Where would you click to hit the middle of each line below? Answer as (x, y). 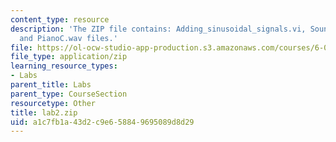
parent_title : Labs (51, 85)
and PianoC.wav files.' (68, 38)
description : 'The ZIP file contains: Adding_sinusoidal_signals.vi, (158, 29)
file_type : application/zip (69, 57)
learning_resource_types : (64, 66)
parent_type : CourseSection (69, 94)
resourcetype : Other (53, 103)
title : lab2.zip (44, 112)
